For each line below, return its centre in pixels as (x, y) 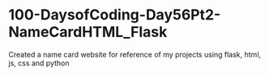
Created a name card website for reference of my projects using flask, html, (135, 54)
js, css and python (39, 63)
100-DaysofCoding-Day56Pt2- (115, 15)
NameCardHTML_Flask (88, 32)
